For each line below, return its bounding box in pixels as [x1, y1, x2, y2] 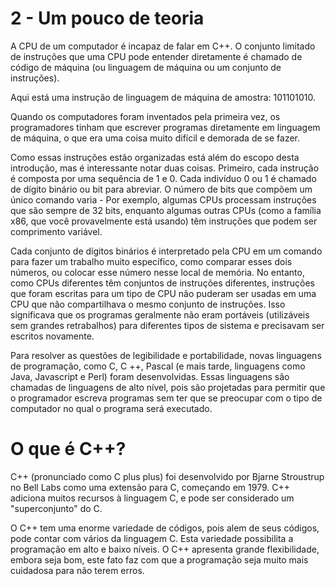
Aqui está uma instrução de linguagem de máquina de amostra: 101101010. [10, 91, 316, 103]
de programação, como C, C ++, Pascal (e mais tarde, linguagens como [10, 360, 306, 372]
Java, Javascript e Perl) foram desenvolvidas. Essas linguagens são [10, 370, 290, 382]
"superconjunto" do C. [10, 502, 103, 514]
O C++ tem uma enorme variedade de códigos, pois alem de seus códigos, [10, 522, 320, 534]
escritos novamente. [10, 330, 95, 342]
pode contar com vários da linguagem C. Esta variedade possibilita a [10, 532, 294, 544]
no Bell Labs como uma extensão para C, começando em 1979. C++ [10, 481, 291, 493]
